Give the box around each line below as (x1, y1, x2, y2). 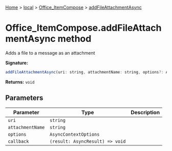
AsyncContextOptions (49, 131, 100, 137)
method (57, 33, 92, 45)
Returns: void (5, 79, 35, 85)
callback (8, 138, 29, 144)
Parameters (5, 94, 44, 103)
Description (130, 109, 160, 116)
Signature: (5, 60, 28, 66)
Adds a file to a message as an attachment (5, 49, 96, 56)
